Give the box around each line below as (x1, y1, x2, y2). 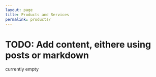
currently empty (5, 66, 39, 72)
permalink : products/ (5, 17, 51, 22)
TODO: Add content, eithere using (5, 38, 151, 50)
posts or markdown (5, 49, 89, 61)
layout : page (5, 7, 33, 13)
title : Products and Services (5, 12, 70, 17)
